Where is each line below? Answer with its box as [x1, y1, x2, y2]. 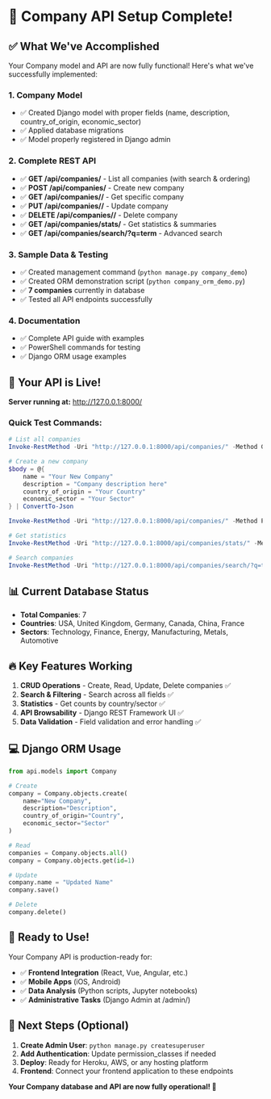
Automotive [19, 635, 59, 645]
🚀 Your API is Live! [8, 375, 102, 389]
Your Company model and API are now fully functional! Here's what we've [8, 61, 254, 70]
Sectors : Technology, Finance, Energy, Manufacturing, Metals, [19, 627, 228, 637]
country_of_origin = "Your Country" [23, 488, 147, 496]
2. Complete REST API [8, 155, 97, 166]
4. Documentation [8, 315, 81, 326]
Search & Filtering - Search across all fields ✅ [19, 690, 174, 699]
